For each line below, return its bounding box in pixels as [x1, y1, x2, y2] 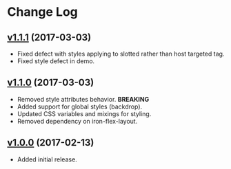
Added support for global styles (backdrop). [17, 102, 143, 111]
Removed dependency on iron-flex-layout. [17, 117, 138, 125]
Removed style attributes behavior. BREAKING [17, 95, 150, 103]
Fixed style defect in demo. [17, 57, 95, 65]
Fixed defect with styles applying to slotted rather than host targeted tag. [17, 49, 225, 58]
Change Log [7, 4, 78, 20]
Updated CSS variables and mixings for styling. [17, 109, 152, 117]
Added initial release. [17, 155, 77, 164]
